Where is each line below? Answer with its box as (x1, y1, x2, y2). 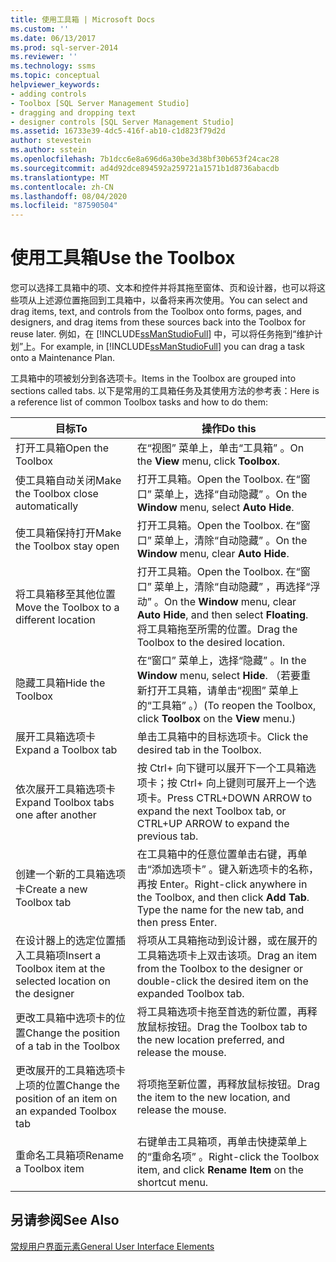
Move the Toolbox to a (15, 601, 120, 615)
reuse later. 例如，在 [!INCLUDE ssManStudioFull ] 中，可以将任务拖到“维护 (10, 328, 315, 340)
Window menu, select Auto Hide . (136, 501, 295, 515)
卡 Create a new (15, 882, 88, 896)
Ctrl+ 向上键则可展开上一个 (179, 776, 307, 790)
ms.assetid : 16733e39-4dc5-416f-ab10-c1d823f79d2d (10, 126, 226, 136)
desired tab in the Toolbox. (136, 743, 262, 757)
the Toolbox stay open (15, 539, 120, 553)
